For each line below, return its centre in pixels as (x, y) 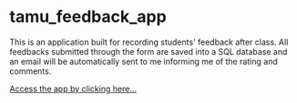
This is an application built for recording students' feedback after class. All (149, 42)
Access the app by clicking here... (73, 88)
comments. (31, 71)
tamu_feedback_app (88, 17)
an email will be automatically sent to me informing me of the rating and (143, 61)
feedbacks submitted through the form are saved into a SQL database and (148, 51)
